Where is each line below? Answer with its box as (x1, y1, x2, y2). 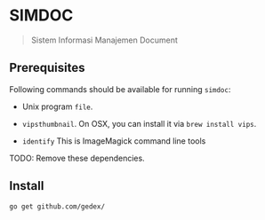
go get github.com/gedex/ (9, 201, 105, 211)
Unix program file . (21, 101, 93, 112)
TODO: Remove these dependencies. (9, 153, 145, 163)
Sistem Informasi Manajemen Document (30, 35, 178, 45)
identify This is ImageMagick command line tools (21, 135, 206, 146)
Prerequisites (9, 60, 85, 75)
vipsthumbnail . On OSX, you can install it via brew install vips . (21, 118, 257, 129)
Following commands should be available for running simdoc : (9, 83, 231, 94)
